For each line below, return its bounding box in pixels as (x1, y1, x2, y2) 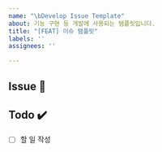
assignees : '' (8, 42, 57, 50)
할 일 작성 (19, 135, 51, 145)
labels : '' (8, 34, 45, 43)
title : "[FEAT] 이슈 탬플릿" (8, 27, 99, 35)
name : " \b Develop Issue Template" (8, 11, 126, 20)
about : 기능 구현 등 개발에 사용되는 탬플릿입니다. (8, 20, 156, 28)
